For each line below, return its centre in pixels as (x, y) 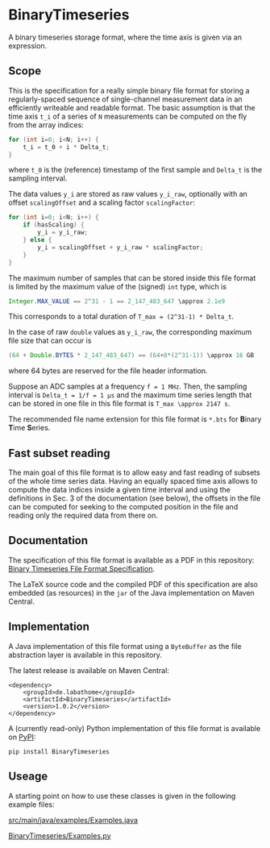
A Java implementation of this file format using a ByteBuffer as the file (125, 646)
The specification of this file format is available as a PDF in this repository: (131, 560)
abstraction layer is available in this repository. (85, 655)
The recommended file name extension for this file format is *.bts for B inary (135, 419)
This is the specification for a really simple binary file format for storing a (129, 90)
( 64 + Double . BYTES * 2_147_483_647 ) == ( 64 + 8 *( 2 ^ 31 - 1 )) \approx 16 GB (131, 355)
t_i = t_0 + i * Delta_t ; (66, 147)
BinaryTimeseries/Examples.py (60, 835)
